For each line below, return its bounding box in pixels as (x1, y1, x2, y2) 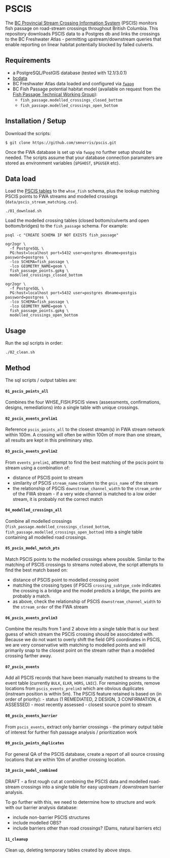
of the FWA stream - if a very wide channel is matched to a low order (12, 491, 157, 497)
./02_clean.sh (5, 350, 35, 355)
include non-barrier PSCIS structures (12, 814, 90, 820)
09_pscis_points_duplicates (5, 741, 65, 746)
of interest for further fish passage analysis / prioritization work (5, 729, 138, 735)
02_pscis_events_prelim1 (5, 416, 58, 421)
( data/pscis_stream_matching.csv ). (5, 199, 78, 205)
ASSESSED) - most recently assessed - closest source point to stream (5, 702, 152, 708)
